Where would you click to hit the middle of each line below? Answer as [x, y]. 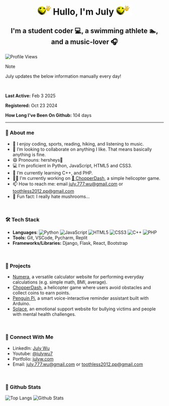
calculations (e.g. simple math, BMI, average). [60, 282]
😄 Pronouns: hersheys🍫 [37, 160]
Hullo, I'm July [83, 12]
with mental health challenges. [44, 314]
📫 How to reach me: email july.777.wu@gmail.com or [68, 184]
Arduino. [21, 304]
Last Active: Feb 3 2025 [30, 96]
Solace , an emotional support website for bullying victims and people [84, 309]
